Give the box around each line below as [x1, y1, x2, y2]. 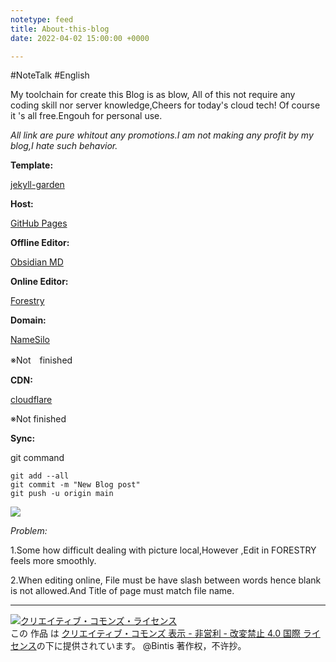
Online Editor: [10, 276, 69, 288]
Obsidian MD [10, 256, 64, 268]
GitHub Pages [10, 217, 68, 230]
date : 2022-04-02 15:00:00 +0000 [10, 33, 150, 43]
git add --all [10, 471, 70, 481]
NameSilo [10, 334, 50, 346]
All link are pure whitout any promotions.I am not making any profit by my [10, 129, 314, 141]
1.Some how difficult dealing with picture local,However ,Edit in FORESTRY [10, 544, 317, 556]
